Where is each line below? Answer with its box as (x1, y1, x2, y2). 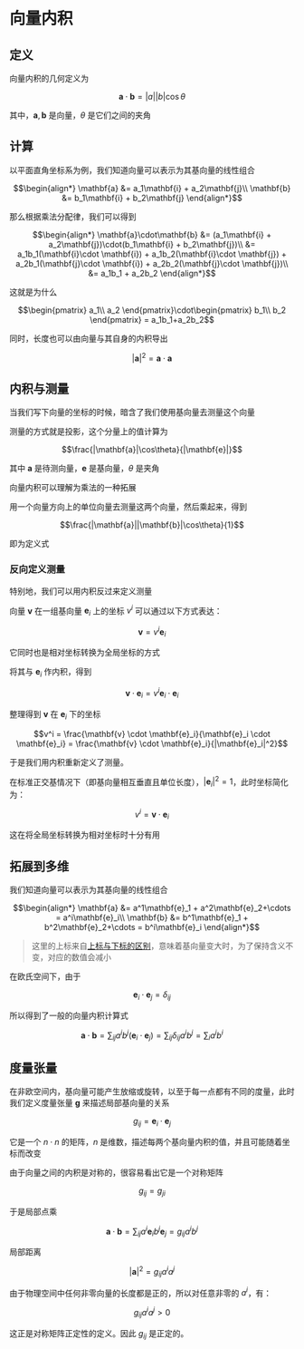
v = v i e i (138, 625, 166, 639)
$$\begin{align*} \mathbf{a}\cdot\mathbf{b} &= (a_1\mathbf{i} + (32, 228, 272, 240)
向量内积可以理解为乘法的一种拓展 (9, 482, 137, 493)
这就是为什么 (9, 286, 57, 297)
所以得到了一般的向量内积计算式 (9, 1010, 128, 1021)
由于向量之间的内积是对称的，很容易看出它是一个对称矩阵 (9, 1167, 223, 1179)
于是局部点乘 (9, 1206, 57, 1217)
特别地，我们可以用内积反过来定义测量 (9, 586, 152, 597)
